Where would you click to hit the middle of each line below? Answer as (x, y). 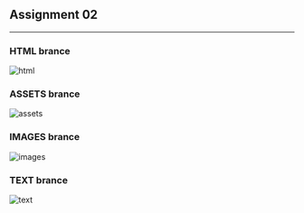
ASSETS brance (45, 94)
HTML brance (40, 51)
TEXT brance (38, 180)
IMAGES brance (44, 137)
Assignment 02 (53, 15)
